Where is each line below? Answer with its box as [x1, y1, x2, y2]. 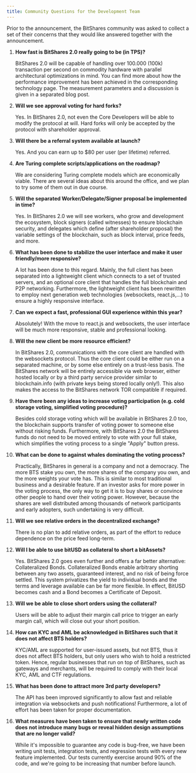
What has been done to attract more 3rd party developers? [15, 682, 161, 689]
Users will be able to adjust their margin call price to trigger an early [15, 611, 178, 618]
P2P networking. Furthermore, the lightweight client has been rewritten [15, 285, 186, 292]
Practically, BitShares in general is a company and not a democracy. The [15, 463, 190, 470]
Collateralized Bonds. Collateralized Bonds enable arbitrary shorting [15, 564, 178, 571]
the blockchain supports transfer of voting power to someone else [15, 421, 174, 428]
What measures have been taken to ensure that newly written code [15, 717, 181, 724]
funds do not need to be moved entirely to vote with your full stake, [15, 433, 177, 440]
